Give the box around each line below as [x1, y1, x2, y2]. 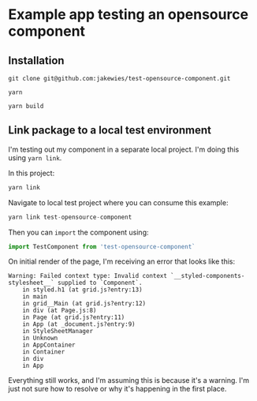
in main [22, 293, 47, 301]
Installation [8, 54, 65, 67]
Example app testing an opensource [8, 6, 249, 24]
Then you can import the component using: [8, 227, 149, 237]
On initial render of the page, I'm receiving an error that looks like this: [8, 257, 235, 266]
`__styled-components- [170, 272, 245, 280]
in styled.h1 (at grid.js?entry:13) [22, 286, 143, 294]
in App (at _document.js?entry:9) [22, 320, 136, 328]
